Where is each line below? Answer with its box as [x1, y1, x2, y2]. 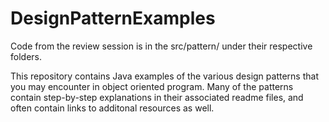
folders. [10, 50, 42, 62]
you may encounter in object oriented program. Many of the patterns [10, 80, 294, 92]
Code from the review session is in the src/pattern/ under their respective [10, 40, 313, 52]
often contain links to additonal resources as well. [10, 102, 215, 114]
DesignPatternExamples [10, 7, 216, 30]
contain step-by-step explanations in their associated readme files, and [10, 91, 304, 103]
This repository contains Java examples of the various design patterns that [10, 70, 319, 82]
